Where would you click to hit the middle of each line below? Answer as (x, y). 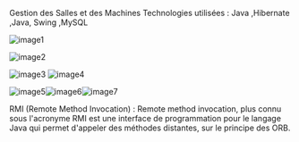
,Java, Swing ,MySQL (49, 22)
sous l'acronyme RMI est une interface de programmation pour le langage (145, 118)
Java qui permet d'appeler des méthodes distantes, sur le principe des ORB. (150, 128)
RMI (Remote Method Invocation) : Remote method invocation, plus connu (145, 109)
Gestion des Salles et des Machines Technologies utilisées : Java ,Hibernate (149, 13)
